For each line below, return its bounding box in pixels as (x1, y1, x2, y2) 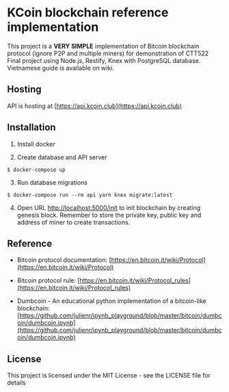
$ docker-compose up (7, 166, 66, 173)
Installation (7, 122, 56, 133)
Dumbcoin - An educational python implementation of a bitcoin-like (16, 297, 207, 305)
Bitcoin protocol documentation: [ (16, 256, 111, 264)
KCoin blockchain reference (7, 5, 169, 21)
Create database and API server (16, 153, 107, 161)
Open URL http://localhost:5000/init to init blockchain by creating (16, 203, 201, 211)
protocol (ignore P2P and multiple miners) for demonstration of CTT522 (7, 49, 209, 57)
